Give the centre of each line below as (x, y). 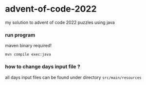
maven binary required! (28, 46)
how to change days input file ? (43, 67)
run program (20, 35)
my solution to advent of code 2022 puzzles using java (60, 22)
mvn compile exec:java (28, 54)
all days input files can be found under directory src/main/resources (73, 77)
